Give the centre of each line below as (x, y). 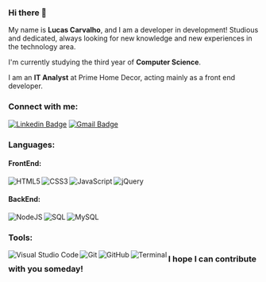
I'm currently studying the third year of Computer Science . (104, 62)
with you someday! (46, 268)
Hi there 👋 (28, 13)
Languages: (32, 145)
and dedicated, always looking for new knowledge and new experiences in (130, 38)
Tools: (21, 238)
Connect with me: (43, 106)
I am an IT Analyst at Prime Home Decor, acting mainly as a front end (122, 78)
